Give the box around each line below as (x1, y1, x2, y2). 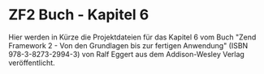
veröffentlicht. (8, 58, 55, 68)
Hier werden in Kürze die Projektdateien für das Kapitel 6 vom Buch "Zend (8, 32, 257, 42)
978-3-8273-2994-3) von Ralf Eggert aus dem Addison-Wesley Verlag (8, 49, 245, 59)
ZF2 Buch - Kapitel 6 (8, 6, 149, 24)
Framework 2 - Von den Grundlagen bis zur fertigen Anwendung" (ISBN (8, 40, 249, 50)
